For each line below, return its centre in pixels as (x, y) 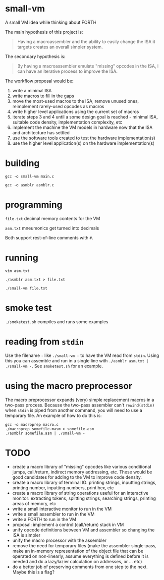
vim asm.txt (17, 271)
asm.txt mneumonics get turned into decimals (52, 228)
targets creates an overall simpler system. (60, 47)
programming (34, 205)
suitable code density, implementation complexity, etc (67, 122)
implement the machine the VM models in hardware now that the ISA (82, 127)
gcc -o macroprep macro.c (32, 424)
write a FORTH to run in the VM (44, 519)
